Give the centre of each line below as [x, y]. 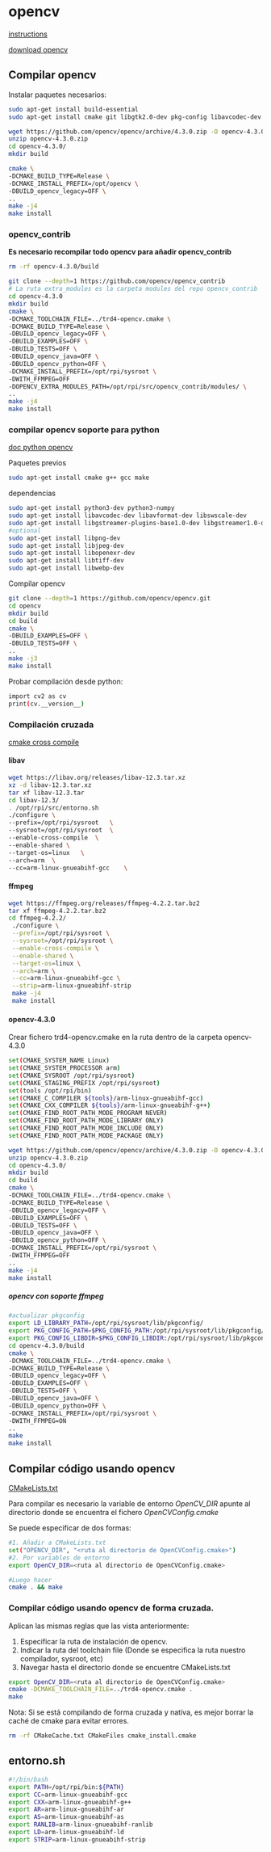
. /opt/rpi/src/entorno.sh [54, 808]
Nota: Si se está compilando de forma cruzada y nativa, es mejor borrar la [131, 1712]
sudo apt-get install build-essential [73, 109]
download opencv [38, 49]
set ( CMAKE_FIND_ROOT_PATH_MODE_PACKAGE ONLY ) [86, 1135]
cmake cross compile [44, 742]
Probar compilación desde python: [66, 681]
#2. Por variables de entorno [59, 1558]
